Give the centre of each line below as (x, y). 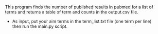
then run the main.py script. (40, 26)
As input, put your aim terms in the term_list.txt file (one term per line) (82, 21)
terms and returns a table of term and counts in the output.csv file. (72, 12)
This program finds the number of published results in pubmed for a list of (79, 7)
